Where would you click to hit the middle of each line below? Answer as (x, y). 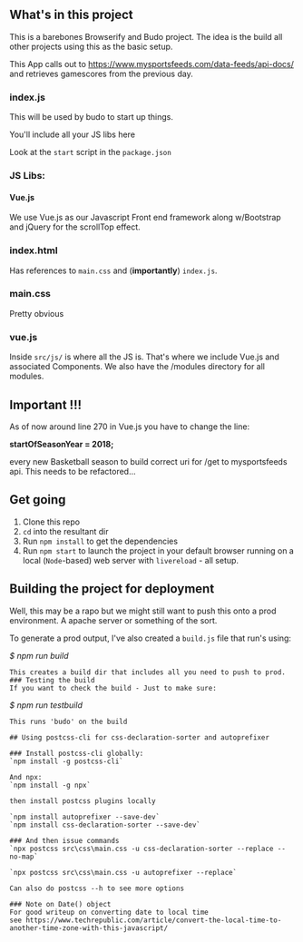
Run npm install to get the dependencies (100, 541)
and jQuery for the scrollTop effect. (75, 227)
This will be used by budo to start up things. (92, 117)
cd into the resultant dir (65, 531)
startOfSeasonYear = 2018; (62, 444)
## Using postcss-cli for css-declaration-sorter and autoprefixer (140, 737)
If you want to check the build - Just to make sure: (113, 688)
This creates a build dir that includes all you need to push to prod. (147, 672)
